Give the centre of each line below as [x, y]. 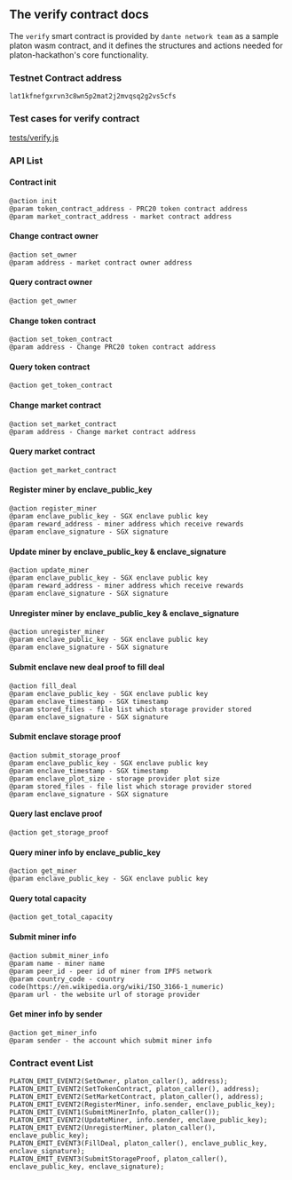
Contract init [33, 182]
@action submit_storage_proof [65, 755]
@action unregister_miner [57, 632]
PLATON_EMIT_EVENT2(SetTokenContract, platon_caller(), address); [134, 1089]
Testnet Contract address [66, 77]
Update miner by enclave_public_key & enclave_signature [118, 551]
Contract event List [51, 1063]
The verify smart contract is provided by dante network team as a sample [144, 36]
